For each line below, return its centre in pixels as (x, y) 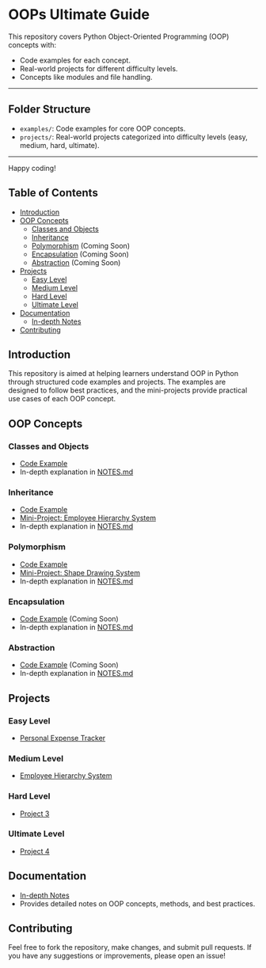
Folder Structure (49, 110)
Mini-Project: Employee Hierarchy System (88, 518)
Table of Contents (53, 193)
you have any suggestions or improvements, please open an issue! (117, 956)
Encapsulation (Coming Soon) (80, 254)
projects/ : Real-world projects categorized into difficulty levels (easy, (133, 137)
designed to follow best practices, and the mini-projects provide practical (128, 390)
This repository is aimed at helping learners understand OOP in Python (123, 374)
